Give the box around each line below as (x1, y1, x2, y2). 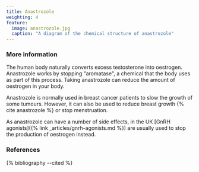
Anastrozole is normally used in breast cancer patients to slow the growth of (6, 94, 193, 101)
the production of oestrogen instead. (6, 131, 96, 138)
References (6, 146, 40, 154)
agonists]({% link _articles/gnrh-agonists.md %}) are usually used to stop (6, 125, 186, 132)
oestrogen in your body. (6, 82, 65, 90)
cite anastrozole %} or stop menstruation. (6, 107, 108, 114)
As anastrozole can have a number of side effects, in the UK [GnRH (6, 118, 171, 125)
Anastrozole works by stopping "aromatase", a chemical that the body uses (6, 70, 191, 77)
